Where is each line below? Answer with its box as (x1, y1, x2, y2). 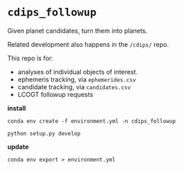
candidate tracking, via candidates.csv (17, 82, 131, 91)
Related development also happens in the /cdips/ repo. (7, 40, 169, 48)
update (7, 142, 29, 151)
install (7, 103, 26, 112)
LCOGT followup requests (17, 90, 94, 98)
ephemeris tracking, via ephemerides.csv (17, 75, 136, 84)
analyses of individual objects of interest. (17, 67, 138, 76)
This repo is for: (7, 54, 54, 62)
